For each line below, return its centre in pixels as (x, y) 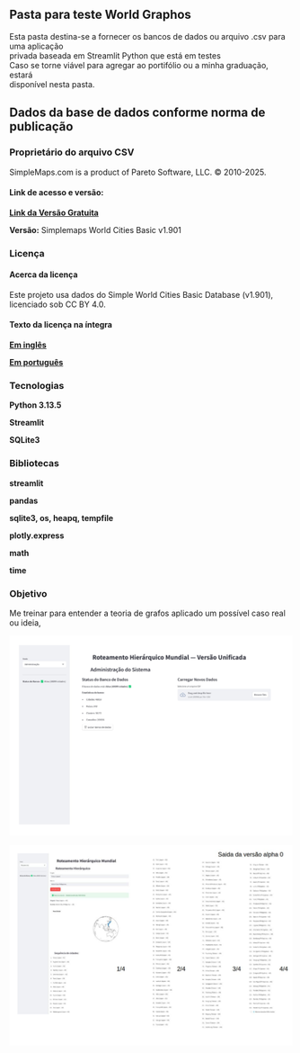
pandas (24, 500)
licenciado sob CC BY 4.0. (57, 304)
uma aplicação (36, 46)
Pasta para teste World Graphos (100, 15)
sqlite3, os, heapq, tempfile (62, 517)
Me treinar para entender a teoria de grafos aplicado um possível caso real (147, 613)
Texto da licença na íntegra (61, 325)
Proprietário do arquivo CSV (72, 152)
